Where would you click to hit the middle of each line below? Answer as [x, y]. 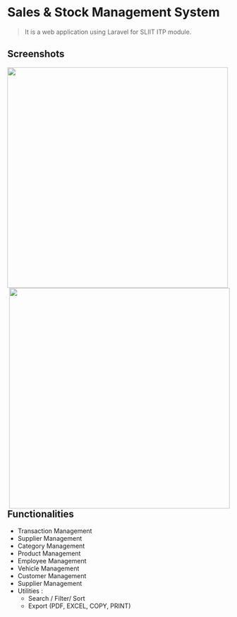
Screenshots [36, 54]
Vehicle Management [48, 568]
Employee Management [52, 561]
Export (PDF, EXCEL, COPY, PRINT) [79, 606]
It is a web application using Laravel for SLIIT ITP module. [108, 32]
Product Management [49, 553]
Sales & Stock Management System [114, 12]
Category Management [51, 546]
